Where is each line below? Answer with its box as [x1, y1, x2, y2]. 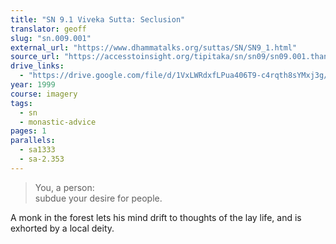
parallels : [10, 136, 56, 146]
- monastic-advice [19, 117, 97, 127]
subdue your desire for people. [34, 192, 163, 204]
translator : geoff [10, 24, 87, 34]
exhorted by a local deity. [10, 222, 115, 234]
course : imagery [10, 89, 78, 99]
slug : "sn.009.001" [10, 33, 92, 43]
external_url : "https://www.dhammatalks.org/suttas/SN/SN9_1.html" [10, 42, 298, 53]
